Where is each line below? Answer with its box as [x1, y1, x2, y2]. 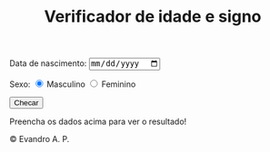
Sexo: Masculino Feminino [9, 79, 136, 90]
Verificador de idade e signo [44, 6, 262, 27]
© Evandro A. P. [9, 133, 70, 144]
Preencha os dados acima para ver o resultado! [9, 116, 187, 127]
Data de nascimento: [9, 58, 87, 69]
